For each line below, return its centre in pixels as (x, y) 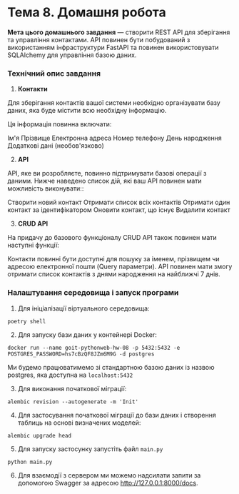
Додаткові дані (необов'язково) (56, 146)
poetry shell (27, 321)
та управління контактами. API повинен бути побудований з (99, 39)
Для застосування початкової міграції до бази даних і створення (117, 415)
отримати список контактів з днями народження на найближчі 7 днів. (114, 274)
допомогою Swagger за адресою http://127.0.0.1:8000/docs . (108, 483)
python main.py (30, 462)
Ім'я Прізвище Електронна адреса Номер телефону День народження (115, 138)
